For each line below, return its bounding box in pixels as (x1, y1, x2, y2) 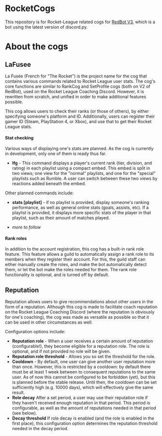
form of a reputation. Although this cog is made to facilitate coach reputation (5, 304, 158, 310)
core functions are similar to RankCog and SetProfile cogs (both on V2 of (5, 83, 151, 89)
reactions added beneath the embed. (12, 181, 86, 187)
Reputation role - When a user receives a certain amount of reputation (12, 338, 153, 344)
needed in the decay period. (12, 426, 69, 432)
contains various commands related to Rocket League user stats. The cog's (5, 78, 156, 84)
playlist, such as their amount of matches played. (12, 215, 110, 221)
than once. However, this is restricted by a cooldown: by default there (12, 364, 151, 370)
